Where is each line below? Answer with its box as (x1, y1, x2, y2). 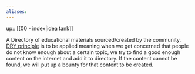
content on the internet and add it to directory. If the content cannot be (6, 55, 177, 62)
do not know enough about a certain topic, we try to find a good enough (6, 48, 181, 56)
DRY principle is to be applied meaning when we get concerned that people (6, 42, 189, 49)
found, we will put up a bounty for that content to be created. (6, 61, 154, 68)
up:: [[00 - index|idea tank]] (6, 25, 73, 32)
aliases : (6, 8, 28, 15)
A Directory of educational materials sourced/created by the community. (6, 36, 181, 43)
